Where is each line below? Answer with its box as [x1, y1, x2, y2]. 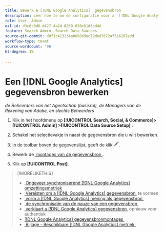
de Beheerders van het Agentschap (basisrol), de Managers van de [5, 103, 141, 109]
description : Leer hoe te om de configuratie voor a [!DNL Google [5, 13, 145, 18]
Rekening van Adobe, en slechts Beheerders [5, 108, 94, 114]
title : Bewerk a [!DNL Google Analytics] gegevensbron [5, 8, 121, 13]
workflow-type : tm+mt [5, 39, 49, 44]
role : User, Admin [5, 18, 42, 23]
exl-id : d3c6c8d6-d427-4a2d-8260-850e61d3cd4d [5, 23, 102, 28]
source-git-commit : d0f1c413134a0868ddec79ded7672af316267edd [5, 34, 134, 39]
